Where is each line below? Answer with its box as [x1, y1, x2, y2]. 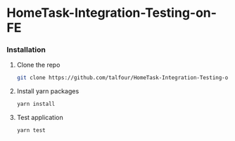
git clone [16, 74, 46, 81]
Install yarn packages [16, 87, 80, 95]
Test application [16, 114, 64, 122]
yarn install [16, 100, 56, 108]
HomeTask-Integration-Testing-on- [6, 5, 217, 21]
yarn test [16, 127, 46, 134]
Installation [6, 45, 46, 55]
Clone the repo [16, 61, 61, 69]
